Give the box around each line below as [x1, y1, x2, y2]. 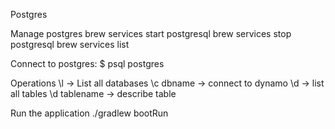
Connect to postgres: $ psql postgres [10, 58, 165, 69]
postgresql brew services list [10, 39, 130, 50]
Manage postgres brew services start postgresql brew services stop [10, 28, 292, 39]
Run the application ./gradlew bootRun [10, 107, 169, 119]
